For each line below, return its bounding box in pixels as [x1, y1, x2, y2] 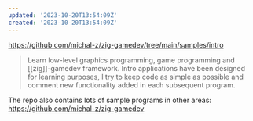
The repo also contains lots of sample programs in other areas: [8, 95, 212, 105]
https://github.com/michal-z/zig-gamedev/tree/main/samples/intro [8, 40, 224, 49]
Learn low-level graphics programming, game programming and [27, 55, 236, 65]
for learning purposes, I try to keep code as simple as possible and [27, 72, 244, 81]
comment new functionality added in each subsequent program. [27, 80, 236, 90]
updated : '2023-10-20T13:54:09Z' [8, 11, 118, 20]
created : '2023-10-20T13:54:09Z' [8, 19, 118, 27]
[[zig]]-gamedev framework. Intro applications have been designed [27, 63, 246, 73]
